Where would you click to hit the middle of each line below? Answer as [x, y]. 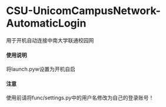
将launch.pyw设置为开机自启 [41, 69]
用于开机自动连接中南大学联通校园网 [50, 40]
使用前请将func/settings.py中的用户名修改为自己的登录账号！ [80, 98]
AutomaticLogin [46, 23]
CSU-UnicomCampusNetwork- [83, 11]
